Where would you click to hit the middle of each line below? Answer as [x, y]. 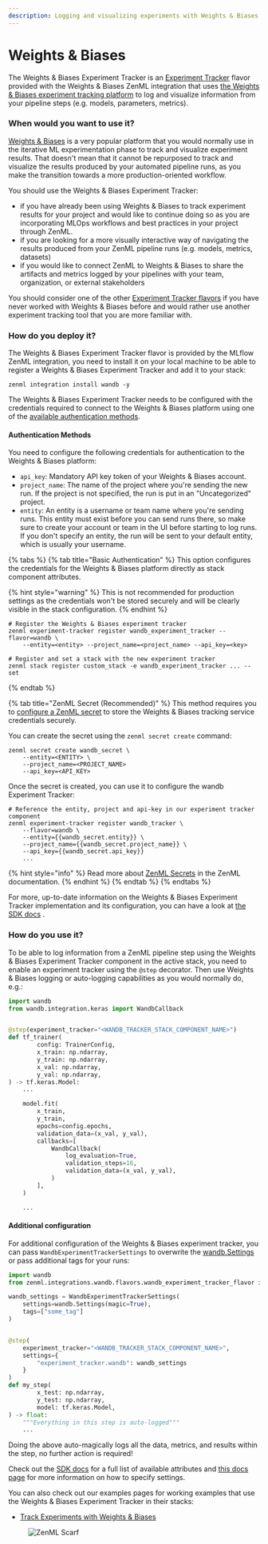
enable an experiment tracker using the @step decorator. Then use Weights [131, 969]
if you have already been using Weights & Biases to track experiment [132, 205]
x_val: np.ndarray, [69, 1067]
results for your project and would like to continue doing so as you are [135, 214]
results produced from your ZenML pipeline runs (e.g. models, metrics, [136, 248]
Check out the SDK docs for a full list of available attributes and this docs [128, 1469]
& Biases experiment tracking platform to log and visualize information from [132, 94]
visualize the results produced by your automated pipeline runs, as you [125, 166]
